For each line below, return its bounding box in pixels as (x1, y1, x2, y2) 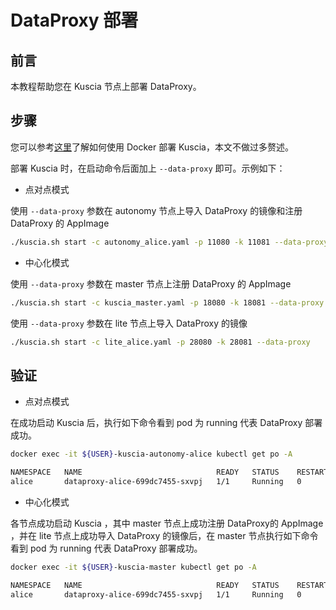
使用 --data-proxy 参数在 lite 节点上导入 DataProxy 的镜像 (10, 317, 248, 329)
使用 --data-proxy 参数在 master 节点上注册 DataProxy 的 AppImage (10, 277, 292, 290)
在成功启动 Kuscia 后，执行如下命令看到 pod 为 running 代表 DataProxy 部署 (10, 417, 323, 429)
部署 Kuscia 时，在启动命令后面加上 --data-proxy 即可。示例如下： (10, 162, 286, 174)
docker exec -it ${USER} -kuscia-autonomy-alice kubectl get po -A (10, 449, 293, 460)
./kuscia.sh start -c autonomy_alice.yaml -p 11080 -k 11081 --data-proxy (10, 237, 329, 247)
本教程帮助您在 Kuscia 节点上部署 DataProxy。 (10, 81, 202, 92)
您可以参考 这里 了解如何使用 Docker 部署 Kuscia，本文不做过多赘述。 (10, 141, 294, 153)
